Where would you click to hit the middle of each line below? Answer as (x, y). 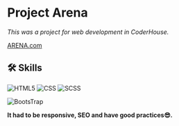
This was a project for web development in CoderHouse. (88, 32)
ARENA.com (25, 45)
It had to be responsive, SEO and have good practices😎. (90, 115)
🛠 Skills (25, 68)
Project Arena (48, 13)
